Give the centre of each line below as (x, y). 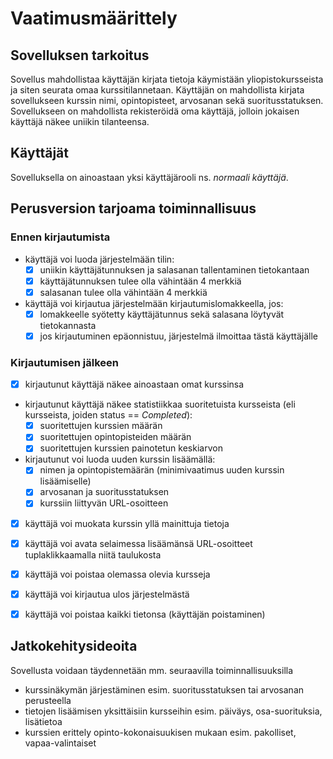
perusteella (48, 700)
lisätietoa (43, 721)
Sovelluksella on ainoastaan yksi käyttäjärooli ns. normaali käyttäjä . (149, 177)
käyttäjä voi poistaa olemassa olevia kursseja (117, 574)
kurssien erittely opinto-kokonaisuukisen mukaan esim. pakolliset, (160, 732)
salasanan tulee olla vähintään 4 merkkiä (123, 292)
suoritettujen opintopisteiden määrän (115, 437)
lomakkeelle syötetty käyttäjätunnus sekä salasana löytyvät (162, 314)
